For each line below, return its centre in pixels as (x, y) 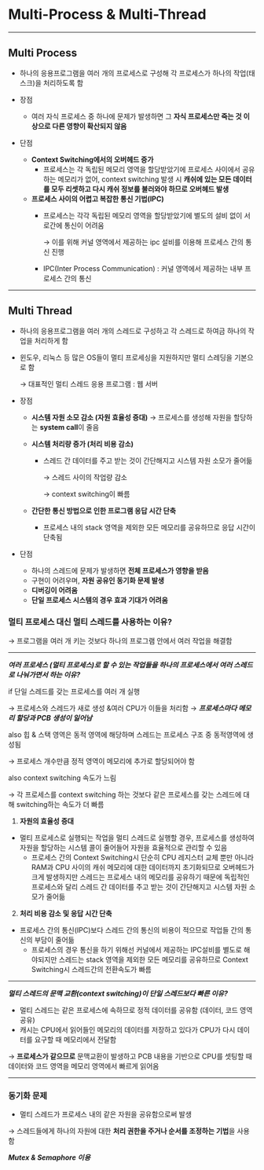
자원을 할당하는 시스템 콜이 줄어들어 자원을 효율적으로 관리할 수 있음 (123, 847)
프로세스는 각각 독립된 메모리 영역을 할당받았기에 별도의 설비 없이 (143, 215)
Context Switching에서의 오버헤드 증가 (92, 160)
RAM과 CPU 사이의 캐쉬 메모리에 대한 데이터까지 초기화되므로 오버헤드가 (143, 867)
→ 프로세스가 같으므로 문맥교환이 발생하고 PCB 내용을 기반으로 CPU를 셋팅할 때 (130, 1056)
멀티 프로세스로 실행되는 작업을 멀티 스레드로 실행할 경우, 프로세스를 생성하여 (137, 838)
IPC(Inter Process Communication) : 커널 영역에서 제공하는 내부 (143, 268)
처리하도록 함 (63, 83)
